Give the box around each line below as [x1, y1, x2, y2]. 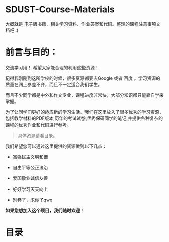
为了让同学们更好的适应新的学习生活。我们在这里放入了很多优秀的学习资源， [5, 109, 164, 115]
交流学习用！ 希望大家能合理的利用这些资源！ [5, 64, 99, 70]
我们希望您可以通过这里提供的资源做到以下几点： [5, 143, 107, 149]
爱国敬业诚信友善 [12, 175, 48, 181]
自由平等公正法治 [12, 164, 48, 170]
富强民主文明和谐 [12, 154, 48, 160]
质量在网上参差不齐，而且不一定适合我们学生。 [5, 81, 102, 87]
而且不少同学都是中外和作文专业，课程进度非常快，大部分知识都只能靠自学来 [5, 92, 164, 98]
